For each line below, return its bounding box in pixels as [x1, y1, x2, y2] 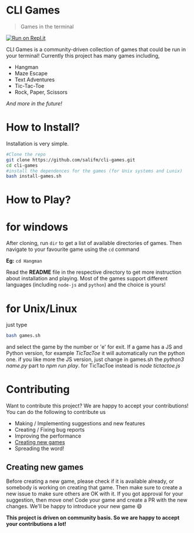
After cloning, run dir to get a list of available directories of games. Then [6, 240, 182, 247]
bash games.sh [6, 333, 41, 339]
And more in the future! [6, 100, 63, 107]
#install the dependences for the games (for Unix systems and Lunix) [6, 168, 183, 174]
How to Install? [6, 121, 81, 134]
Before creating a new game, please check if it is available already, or [6, 478, 175, 485]
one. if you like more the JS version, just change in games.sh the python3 [6, 356, 184, 363]
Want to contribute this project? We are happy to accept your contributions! [6, 402, 189, 409]
